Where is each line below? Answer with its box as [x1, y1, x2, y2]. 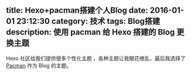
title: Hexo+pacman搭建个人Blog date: [6, 5, 148, 16]
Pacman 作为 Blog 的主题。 [6, 62, 72, 69]
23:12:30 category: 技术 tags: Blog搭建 [16, 16, 161, 26]
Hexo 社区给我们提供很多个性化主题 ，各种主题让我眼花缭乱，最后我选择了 [6, 55, 186, 62]
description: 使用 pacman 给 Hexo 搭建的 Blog [6, 27, 175, 37]
